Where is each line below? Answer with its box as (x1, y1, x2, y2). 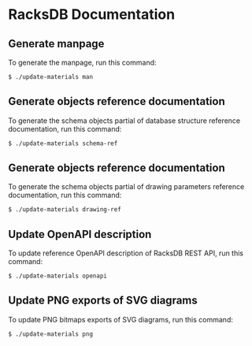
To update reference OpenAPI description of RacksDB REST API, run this (8, 248, 244, 258)
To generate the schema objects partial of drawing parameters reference (8, 182, 245, 192)
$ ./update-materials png (8, 329, 93, 338)
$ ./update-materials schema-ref (8, 140, 118, 147)
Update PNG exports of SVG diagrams (8, 294, 198, 307)
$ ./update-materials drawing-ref (8, 206, 122, 214)
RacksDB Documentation (8, 6, 176, 24)
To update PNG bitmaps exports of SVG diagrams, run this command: (8, 314, 234, 324)
